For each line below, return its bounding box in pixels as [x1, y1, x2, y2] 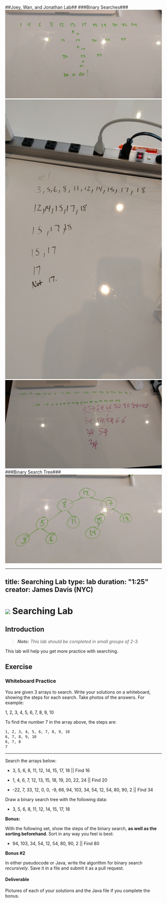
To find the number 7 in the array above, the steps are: [5, 719, 117, 725]
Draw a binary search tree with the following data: [5, 796, 107, 802]
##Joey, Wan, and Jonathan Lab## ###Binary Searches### [5, 4, 128, 10]
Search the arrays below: [5, 758, 57, 764]
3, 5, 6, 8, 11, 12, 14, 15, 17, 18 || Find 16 [12, 767, 90, 773]
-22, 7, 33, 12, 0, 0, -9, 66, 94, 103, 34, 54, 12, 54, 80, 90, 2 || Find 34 [12, 787, 153, 793]
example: [5, 699, 24, 706]
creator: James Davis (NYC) [5, 585, 93, 594]
